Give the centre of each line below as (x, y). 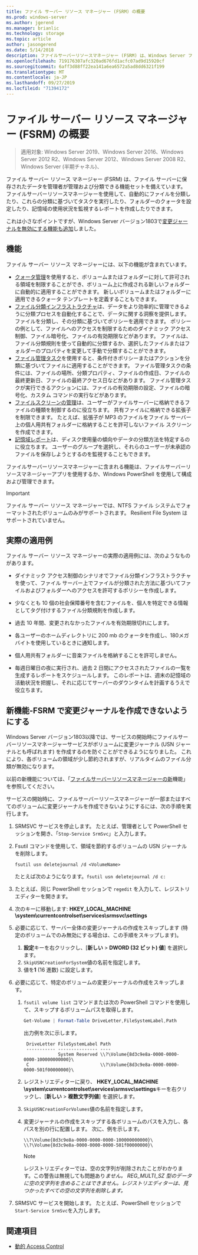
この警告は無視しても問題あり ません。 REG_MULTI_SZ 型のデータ (113, 1176)
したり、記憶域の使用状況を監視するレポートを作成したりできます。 (93, 208)
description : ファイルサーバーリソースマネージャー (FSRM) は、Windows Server (96, 56)
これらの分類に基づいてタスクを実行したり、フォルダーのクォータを (104, 201)
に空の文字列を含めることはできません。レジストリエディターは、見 (106, 1183)
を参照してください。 (32, 787)
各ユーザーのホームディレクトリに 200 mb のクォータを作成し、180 (97, 635)
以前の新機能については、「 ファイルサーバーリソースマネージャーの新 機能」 (97, 779)
